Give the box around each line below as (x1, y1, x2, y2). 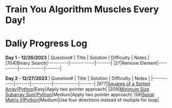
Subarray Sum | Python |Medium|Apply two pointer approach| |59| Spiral (5, 92, 155, 98)
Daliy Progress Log (5, 38, 87, 49)
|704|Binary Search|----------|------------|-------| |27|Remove (5, 60, 139, 66)
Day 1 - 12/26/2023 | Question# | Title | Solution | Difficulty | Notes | (5, 55, 150, 61)
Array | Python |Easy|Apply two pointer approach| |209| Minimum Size (5, 86, 150, 92)
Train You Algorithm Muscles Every (5, 4, 159, 15)
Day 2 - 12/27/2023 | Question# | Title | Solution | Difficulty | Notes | (5, 75, 150, 82)
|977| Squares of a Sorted (97, 80, 150, 87)
